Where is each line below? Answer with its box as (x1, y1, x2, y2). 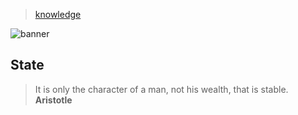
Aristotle (34, 94, 73, 106)
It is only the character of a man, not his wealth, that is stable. (34, 83, 289, 95)
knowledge (34, 9, 82, 20)
